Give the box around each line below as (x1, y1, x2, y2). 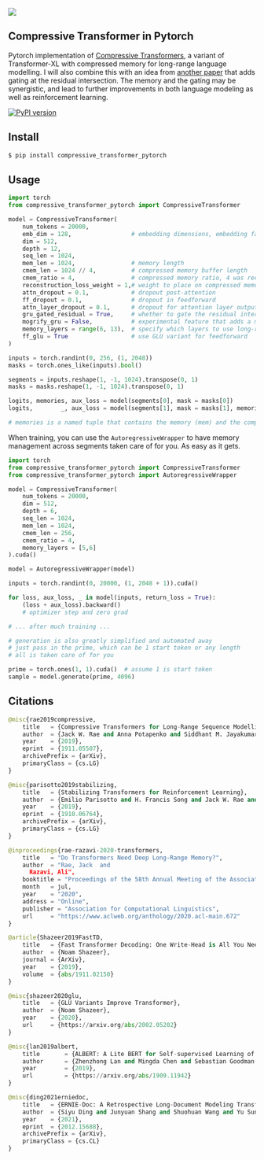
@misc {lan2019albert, (8, 1043, 79, 1051)
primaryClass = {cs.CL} (22, 1137, 101, 1145)
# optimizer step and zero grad (22, 608, 128, 616)
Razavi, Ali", (28, 868, 76, 877)
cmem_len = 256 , (22, 529, 76, 537)
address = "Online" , (22, 897, 90, 905)
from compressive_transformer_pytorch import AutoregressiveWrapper (8, 471, 237, 479)
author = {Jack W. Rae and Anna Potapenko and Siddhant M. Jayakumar (22, 730, 258, 738)
